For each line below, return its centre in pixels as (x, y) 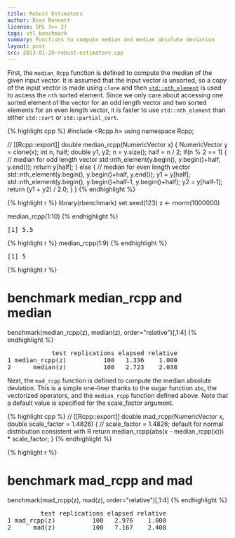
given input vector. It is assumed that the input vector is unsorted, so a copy (117, 80)
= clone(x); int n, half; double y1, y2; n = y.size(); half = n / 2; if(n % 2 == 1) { (117, 152)
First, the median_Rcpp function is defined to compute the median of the (110, 73)
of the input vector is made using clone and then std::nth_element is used (114, 88)
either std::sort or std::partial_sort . (63, 117)
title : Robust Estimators (45, 14)
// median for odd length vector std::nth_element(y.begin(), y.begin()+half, (114, 159)
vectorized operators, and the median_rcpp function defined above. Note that (118, 395)
